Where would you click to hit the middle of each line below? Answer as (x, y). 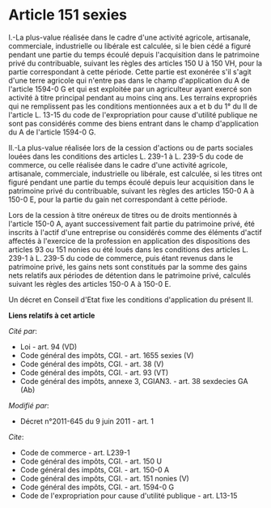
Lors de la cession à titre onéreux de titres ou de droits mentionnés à (123, 215)
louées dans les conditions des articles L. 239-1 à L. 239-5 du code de (126, 156)
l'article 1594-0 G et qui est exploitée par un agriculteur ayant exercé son (130, 89)
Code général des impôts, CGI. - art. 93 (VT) (94, 372)
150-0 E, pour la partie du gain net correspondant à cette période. (118, 199)
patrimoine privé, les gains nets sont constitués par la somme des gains (128, 267)
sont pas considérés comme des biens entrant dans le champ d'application (133, 123)
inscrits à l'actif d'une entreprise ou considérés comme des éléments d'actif (135, 232)
